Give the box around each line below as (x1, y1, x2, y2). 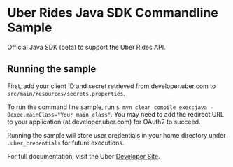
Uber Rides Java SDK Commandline (7, 5, 218, 21)
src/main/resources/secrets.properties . (7, 89, 125, 97)
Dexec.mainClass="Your (7, 111, 73, 118)
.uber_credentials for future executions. (7, 138, 125, 147)
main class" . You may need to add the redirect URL (76, 110, 224, 118)
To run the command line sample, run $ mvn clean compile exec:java (7, 103, 208, 111)
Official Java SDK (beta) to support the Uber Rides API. (7, 43, 166, 51)
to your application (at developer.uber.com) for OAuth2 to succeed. (7, 117, 201, 126)
